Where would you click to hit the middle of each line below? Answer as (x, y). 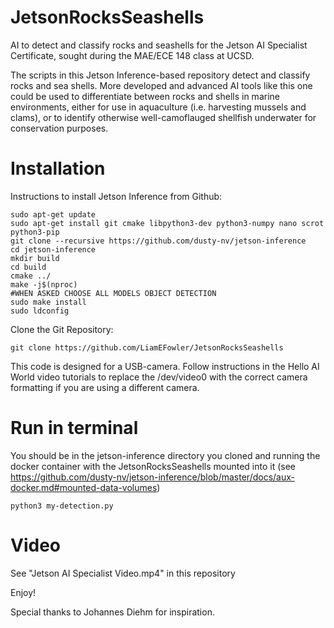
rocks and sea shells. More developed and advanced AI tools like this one (161, 85)
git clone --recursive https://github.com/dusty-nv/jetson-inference (158, 241)
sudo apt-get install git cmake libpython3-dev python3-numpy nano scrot (167, 223)
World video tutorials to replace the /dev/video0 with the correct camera (159, 377)
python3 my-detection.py (62, 506)
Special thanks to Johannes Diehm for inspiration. (112, 612)
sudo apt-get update (53, 214)
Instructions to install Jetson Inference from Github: (116, 196)
